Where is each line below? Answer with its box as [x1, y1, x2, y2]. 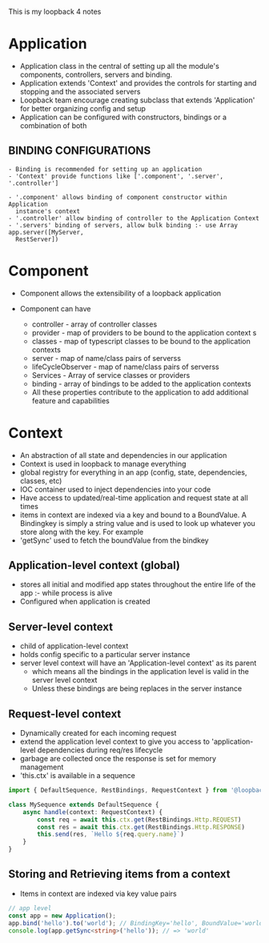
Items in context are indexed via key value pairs [19, 889, 178, 898]
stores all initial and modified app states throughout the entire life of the [19, 580, 256, 589]
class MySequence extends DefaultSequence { [8, 801, 159, 809]
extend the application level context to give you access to [19, 736, 211, 747]
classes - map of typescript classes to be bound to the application [31, 336, 251, 346]
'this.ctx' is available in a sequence [19, 771, 136, 780]
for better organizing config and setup [19, 103, 147, 113]
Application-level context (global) [8, 559, 180, 572]
